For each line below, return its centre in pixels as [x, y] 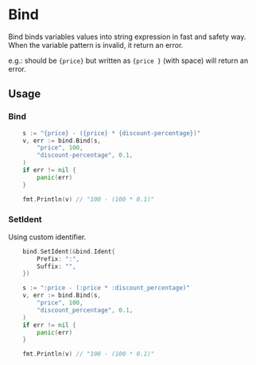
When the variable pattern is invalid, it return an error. [96, 45]
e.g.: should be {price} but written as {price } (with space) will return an [128, 60]
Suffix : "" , [57, 266]
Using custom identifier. [47, 237]
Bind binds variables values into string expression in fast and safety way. [127, 37]
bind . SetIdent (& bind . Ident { [69, 251]
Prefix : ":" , [58, 259]
